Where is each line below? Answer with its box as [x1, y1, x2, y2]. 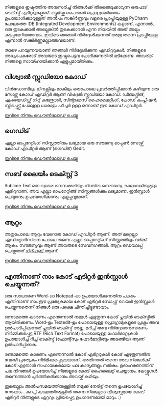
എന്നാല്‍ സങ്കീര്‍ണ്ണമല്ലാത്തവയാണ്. [4, 37, 76, 43]
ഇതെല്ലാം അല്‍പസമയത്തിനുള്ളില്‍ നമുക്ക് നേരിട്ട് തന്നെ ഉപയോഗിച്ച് [4, 383, 142, 389]
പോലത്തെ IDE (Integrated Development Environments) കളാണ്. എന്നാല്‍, [4, 21, 154, 27]
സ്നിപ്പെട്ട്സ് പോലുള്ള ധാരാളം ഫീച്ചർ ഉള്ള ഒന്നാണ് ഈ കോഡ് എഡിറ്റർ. [4, 102, 143, 108]
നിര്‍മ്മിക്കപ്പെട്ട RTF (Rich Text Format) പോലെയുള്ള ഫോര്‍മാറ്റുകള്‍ [4, 330, 138, 336]
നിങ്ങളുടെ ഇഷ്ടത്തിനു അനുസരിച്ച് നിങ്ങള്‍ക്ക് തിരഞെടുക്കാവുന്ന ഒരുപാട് [4, 4, 147, 10]
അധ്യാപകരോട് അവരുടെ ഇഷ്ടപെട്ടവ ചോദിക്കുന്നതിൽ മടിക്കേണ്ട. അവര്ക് [4, 53, 153, 58]
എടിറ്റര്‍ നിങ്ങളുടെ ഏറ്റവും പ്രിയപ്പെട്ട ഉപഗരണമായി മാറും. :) [4, 394, 121, 400]
